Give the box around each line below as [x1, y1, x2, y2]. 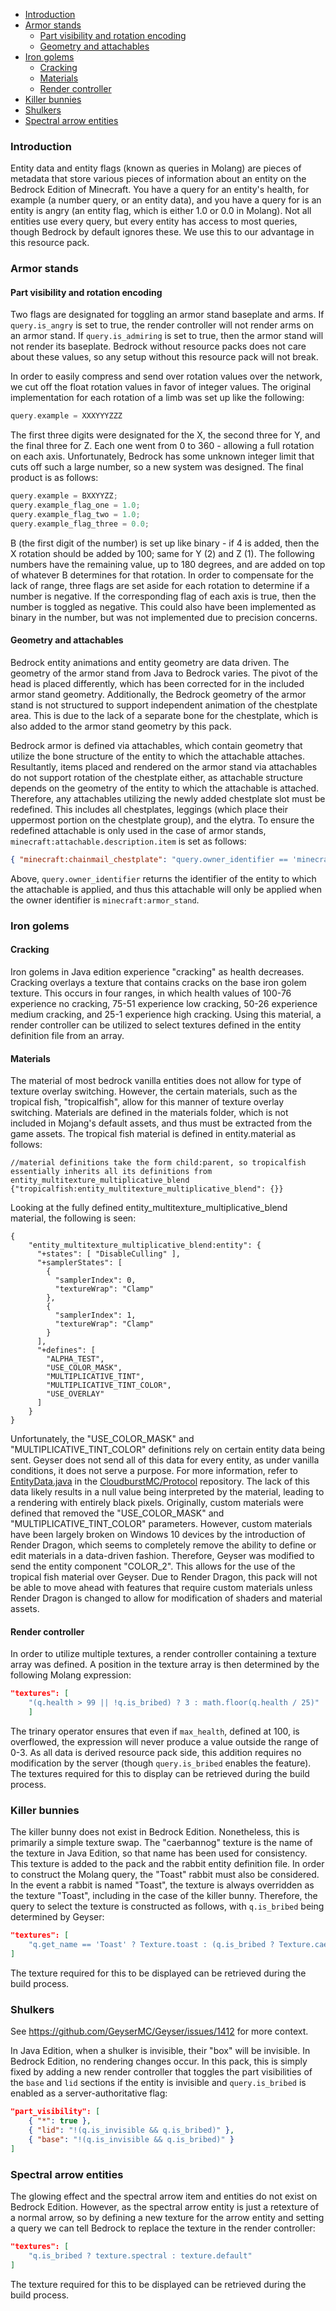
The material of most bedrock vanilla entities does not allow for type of [10, 1075, 302, 1087]
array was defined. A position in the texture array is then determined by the [10, 1659, 320, 1671]
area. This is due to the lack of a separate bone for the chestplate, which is [10, 710, 319, 721]
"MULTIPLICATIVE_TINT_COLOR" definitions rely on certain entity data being [10, 1444, 326, 1456]
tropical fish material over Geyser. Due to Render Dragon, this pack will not [10, 1571, 318, 1583]
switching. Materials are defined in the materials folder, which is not [10, 1107, 289, 1119]
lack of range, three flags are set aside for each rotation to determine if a [10, 579, 310, 591]
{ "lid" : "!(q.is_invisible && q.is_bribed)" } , [28, 2125, 235, 2135]
